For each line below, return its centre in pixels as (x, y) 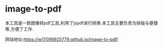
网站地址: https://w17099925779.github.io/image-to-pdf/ (62, 39)
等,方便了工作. (19, 29)
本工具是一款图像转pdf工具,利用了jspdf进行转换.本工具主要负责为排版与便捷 (81, 23)
